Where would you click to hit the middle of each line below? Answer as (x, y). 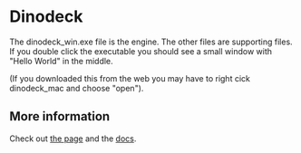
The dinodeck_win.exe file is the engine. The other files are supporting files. (151, 42)
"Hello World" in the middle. (61, 61)
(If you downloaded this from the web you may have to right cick (130, 78)
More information (60, 116)
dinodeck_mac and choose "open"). (77, 88)
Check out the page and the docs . (73, 139)
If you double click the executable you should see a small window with (141, 51)
